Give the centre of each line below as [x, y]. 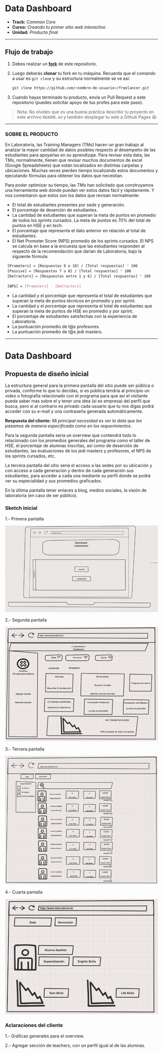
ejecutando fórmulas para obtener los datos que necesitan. [64, 175]
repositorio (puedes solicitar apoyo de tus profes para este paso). [78, 102]
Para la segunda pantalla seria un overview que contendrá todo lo [71, 435]
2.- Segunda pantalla [26, 620]
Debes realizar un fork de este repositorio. [55, 64]
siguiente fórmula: [30, 256]
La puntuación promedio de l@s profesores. [56, 327]
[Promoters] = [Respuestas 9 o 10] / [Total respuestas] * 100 [72, 266]
